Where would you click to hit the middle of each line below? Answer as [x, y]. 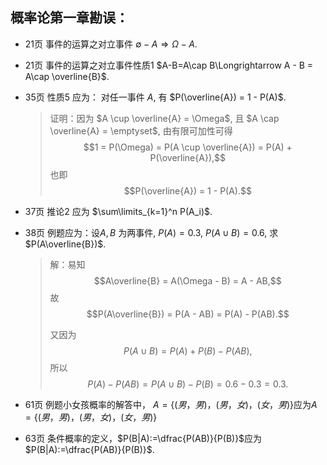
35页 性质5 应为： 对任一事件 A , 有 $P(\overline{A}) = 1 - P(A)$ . [155, 97]
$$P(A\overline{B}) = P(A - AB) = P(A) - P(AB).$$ [188, 314]
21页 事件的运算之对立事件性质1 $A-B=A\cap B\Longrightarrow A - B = [169, 65]
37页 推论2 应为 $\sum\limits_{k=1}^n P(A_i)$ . [118, 211]
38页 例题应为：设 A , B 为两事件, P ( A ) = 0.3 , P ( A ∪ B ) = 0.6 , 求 [151, 232]
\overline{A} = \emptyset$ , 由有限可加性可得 [141, 130]
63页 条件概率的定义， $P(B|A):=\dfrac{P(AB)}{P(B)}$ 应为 [143, 438]
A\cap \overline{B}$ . [67, 76]
